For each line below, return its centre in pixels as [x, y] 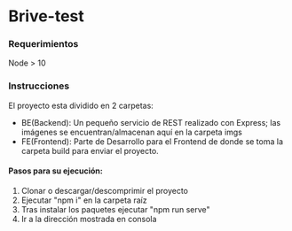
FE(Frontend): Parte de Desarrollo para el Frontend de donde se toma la [152, 141]
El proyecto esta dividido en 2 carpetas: [81, 105]
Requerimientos [43, 44]
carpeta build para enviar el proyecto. [90, 150]
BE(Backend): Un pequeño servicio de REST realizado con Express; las [151, 122]
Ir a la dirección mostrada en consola [89, 219]
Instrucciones [39, 86]
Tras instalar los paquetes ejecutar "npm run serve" [115, 209]
